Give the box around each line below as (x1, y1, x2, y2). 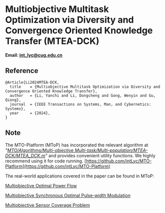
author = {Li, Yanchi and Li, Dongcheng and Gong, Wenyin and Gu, (10, 93, 156, 98)
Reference (5, 67, 39, 75)
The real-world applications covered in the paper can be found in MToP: (5, 173, 154, 179)
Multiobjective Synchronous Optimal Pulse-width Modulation (5, 192, 131, 198)
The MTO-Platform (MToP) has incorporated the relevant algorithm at (5, 142, 148, 148)
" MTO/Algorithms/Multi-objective (5, 147, 74, 153)
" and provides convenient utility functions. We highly (45, 152, 155, 158)
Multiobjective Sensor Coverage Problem (5, 202, 90, 208)
